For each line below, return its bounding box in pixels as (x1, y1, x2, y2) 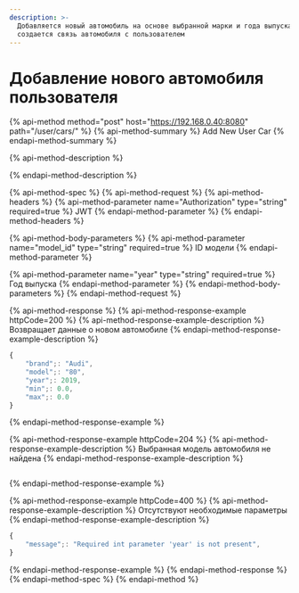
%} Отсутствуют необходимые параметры (125, 505, 287, 515)
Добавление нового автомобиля (9, 68, 264, 88)
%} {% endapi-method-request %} (53, 288, 182, 299)
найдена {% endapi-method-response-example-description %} (9, 453, 244, 464)
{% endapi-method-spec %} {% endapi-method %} (9, 574, 199, 585)
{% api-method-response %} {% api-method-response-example (9, 305, 246, 317)
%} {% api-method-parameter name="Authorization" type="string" (41, 197, 287, 208)
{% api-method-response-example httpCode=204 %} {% (9, 434, 221, 445)
